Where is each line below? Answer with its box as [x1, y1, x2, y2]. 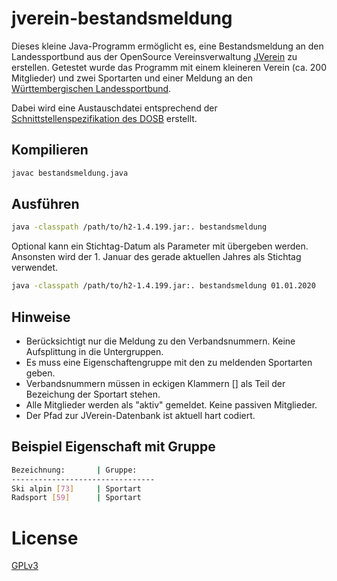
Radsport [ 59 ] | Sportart [11, 493, 142, 503]
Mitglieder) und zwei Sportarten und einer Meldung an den [11, 72, 253, 84]
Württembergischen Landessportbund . [11, 82, 172, 94]
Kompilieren [11, 142, 89, 159]
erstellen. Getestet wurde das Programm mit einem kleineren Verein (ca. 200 [11, 61, 327, 73]
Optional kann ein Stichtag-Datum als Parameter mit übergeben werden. [11, 240, 309, 252]
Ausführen [11, 196, 80, 213]
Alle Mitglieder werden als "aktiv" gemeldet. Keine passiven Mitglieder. [25, 399, 318, 411]
